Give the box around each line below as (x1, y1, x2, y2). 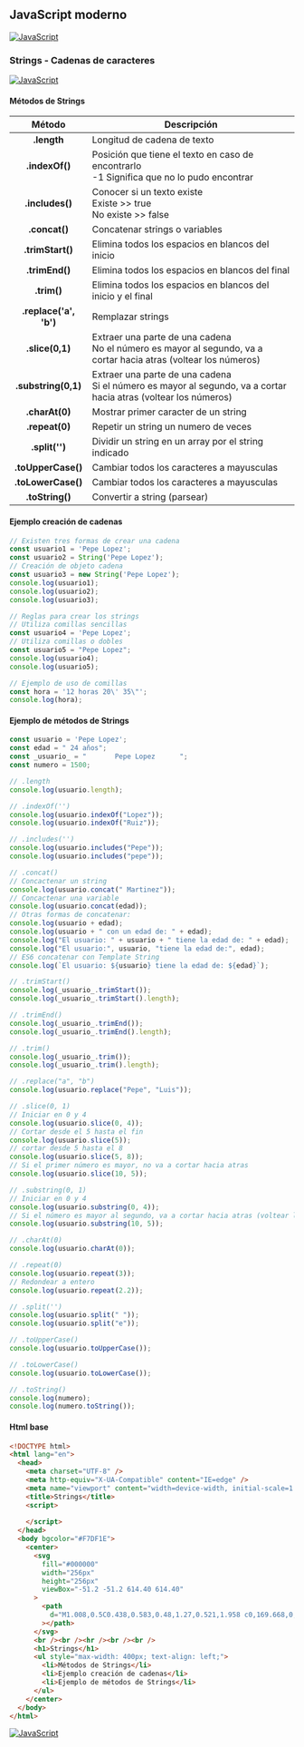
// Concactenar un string (9, 876, 107, 885)
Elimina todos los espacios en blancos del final (91, 264, 290, 277)
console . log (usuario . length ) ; (9, 785, 124, 795)
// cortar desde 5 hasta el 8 (9, 1144, 124, 1153)
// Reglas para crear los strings (9, 611, 140, 620)
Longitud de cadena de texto (91, 133, 214, 146)
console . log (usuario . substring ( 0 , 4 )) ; (9, 1202, 160, 1212)
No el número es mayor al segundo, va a (91, 342, 263, 355)
